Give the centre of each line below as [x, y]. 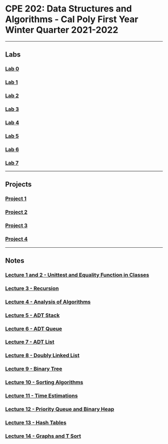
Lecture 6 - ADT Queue [34, 328]
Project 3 [16, 226]
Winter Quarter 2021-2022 [62, 30]
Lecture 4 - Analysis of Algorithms [48, 302]
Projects [18, 184]
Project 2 [16, 212]
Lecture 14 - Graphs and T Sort [43, 436]
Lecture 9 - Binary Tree [34, 369]
